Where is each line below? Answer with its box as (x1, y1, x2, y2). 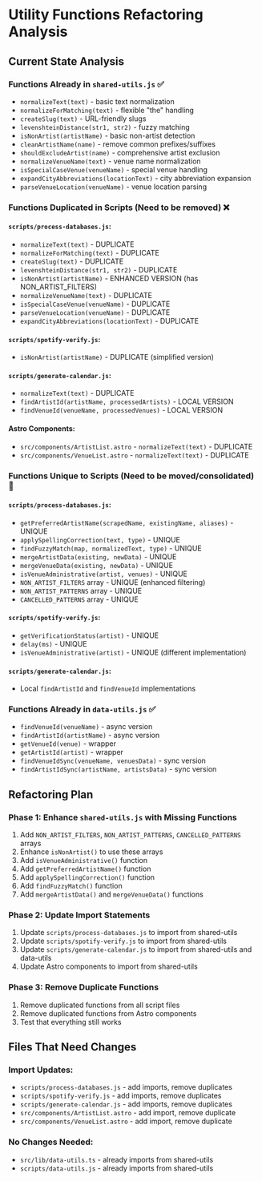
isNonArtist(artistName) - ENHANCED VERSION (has (19, 274, 199, 283)
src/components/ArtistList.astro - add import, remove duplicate (19, 1108, 236, 1118)
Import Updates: (8, 1064, 74, 1075)
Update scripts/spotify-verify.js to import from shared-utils (19, 936, 227, 946)
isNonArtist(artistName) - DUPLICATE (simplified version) (19, 353, 215, 362)
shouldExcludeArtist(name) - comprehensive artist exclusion (19, 147, 220, 157)
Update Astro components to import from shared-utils (19, 961, 198, 971)
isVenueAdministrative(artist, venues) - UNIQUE (19, 569, 188, 578)
